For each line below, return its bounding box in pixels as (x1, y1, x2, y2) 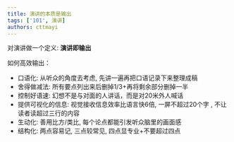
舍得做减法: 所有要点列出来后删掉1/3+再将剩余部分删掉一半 (17, 83, 189, 91)
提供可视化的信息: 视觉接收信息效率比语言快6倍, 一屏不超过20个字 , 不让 (17, 100, 227, 109)
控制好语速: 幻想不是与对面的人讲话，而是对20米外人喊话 (17, 91, 184, 100)
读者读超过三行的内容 (17, 109, 80, 117)
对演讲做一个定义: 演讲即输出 (7, 44, 92, 52)
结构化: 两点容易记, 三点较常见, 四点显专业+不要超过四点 (17, 126, 181, 135)
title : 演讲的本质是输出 (7, 10, 72, 18)
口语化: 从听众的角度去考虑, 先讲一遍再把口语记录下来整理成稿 (17, 73, 198, 82)
